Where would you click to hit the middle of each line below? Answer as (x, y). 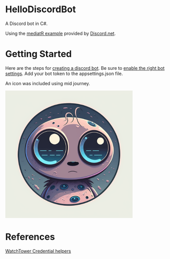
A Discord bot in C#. (26, 23)
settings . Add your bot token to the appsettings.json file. (64, 73)
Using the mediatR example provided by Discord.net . (61, 33)
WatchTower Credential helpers (38, 251)
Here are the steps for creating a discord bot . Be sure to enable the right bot (85, 68)
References (30, 237)
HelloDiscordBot (41, 9)
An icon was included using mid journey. (48, 83)
